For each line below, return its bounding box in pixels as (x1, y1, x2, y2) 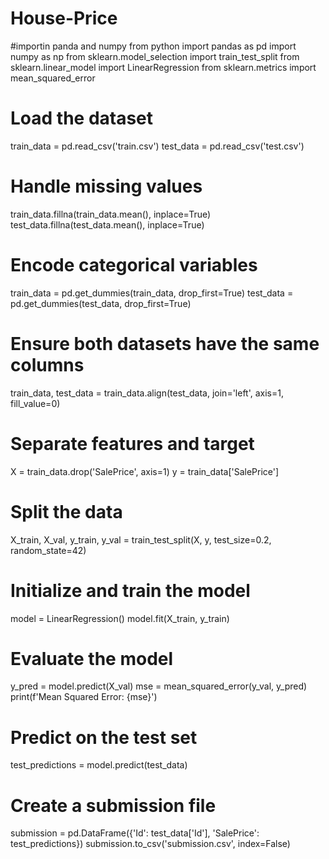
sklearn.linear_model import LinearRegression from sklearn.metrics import (10, 61, 317, 73)
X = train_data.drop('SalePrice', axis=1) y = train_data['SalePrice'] (10, 465, 280, 477)
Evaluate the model (10, 647, 174, 670)
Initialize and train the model (10, 579, 251, 602)
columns (10, 353, 85, 376)
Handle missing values (10, 175, 203, 198)
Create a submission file (10, 794, 217, 817)
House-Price (10, 7, 118, 30)
